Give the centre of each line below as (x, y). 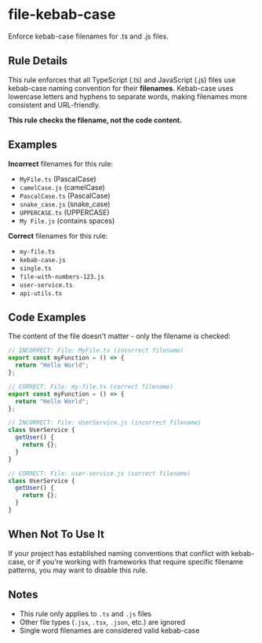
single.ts (36, 269)
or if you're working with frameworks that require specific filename (135, 561)
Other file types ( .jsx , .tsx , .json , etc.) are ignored (102, 622)
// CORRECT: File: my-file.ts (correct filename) (91, 386)
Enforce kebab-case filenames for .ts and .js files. (88, 36)
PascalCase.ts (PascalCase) (65, 195)
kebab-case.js (42, 260)
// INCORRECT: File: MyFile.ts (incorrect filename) (96, 351)
